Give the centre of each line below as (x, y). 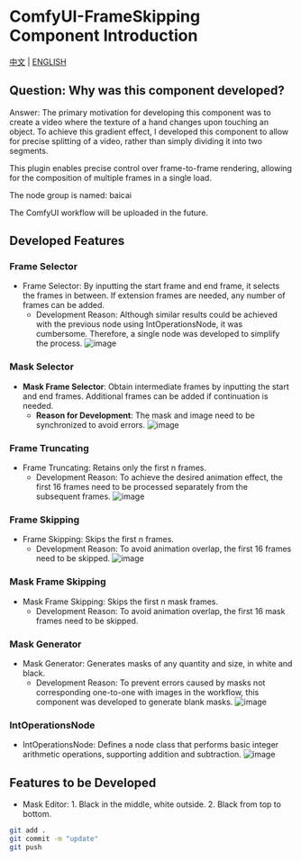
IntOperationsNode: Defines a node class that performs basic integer (150, 745)
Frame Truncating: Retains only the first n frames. (114, 468)
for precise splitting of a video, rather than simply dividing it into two (136, 140)
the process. (59, 343)
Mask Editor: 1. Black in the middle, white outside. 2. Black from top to (152, 804)
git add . (28, 830)
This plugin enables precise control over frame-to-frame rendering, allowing (151, 168)
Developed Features (67, 241)
